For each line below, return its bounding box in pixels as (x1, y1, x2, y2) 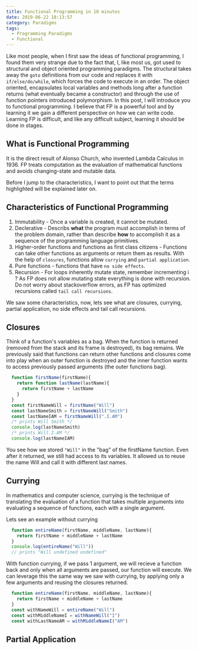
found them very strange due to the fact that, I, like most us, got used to (6, 59, 181, 66)
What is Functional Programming (6, 139, 130, 149)
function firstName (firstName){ (11, 375, 92, 381)
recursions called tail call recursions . (14, 287, 113, 294)
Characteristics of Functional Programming (6, 202, 169, 212)
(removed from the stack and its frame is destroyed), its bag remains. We (6, 345, 184, 352)
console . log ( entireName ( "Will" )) (11, 544, 94, 550)
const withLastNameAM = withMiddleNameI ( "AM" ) (11, 618, 128, 624)
